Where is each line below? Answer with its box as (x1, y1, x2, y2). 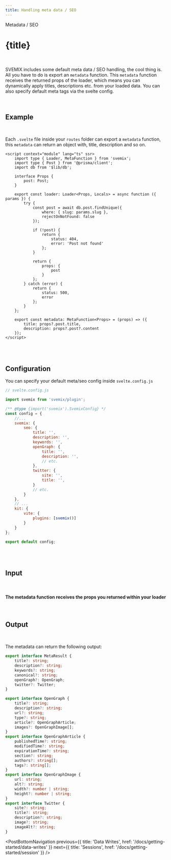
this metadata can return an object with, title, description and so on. (5, 142, 146, 148)
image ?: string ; (14, 820, 50, 825)
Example (5, 113, 34, 121)
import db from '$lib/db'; (14, 165, 72, 170)
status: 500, (41, 290, 70, 296)
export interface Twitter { (5, 801, 65, 806)
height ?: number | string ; (14, 791, 72, 796)
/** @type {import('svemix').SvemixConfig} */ (5, 406, 106, 411)
